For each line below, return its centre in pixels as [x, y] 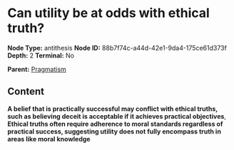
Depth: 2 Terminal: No [41, 55]
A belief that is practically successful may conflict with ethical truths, [112, 109]
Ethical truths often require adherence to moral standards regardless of [115, 124]
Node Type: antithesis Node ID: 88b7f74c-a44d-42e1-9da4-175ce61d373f [117, 48]
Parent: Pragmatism [37, 69]
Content [26, 91]
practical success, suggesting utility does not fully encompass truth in [114, 131]
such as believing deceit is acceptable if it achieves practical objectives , [117, 116]
